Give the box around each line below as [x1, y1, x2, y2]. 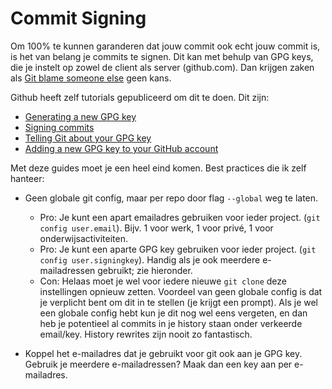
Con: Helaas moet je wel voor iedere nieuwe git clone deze [39, 275, 288, 287]
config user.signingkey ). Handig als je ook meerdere [39, 253, 261, 266]
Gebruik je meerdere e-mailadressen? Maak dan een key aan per [24, 358, 293, 370]
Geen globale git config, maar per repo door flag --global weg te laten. [24, 192, 319, 204]
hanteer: [10, 172, 45, 184]
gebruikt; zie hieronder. [97, 264, 193, 276]
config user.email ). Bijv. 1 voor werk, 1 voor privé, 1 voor [39, 222, 274, 234]
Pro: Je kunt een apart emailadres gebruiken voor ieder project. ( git [39, 211, 321, 223]
